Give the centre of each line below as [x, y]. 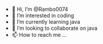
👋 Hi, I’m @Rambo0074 [40, 9]
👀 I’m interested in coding [43, 15]
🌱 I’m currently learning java [46, 22]
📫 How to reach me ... [39, 35]
